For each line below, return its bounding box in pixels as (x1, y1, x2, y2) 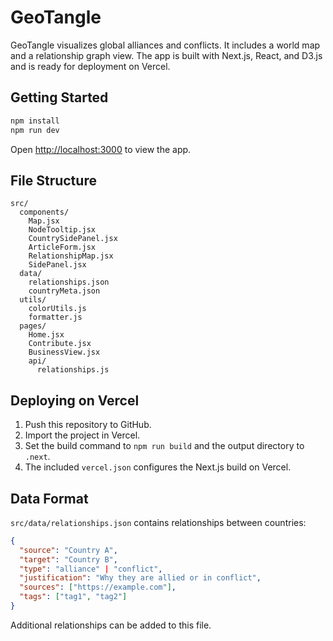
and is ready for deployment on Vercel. (10, 60, 171, 72)
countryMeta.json (28, 286, 101, 296)
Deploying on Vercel (10, 392, 140, 409)
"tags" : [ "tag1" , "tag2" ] (19, 592, 128, 602)
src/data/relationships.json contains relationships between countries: (10, 516, 307, 528)
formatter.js (28, 312, 83, 323)
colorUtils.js (28, 304, 87, 314)
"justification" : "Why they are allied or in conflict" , (19, 573, 262, 583)
